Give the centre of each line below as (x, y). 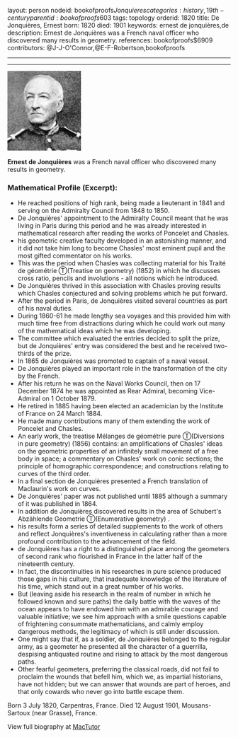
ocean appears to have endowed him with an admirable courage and (118, 609)
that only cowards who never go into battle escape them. (101, 692)
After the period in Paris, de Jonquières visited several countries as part (123, 301)
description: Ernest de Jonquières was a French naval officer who (103, 33)
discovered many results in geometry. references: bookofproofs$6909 (110, 40)
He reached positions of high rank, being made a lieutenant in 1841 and (121, 203)
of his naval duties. (45, 309)
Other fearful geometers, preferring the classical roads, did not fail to (118, 669)
